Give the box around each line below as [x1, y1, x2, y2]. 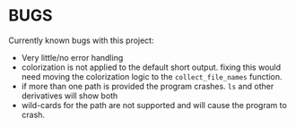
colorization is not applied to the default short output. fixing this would [21, 62, 282, 72]
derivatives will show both [21, 90, 118, 101]
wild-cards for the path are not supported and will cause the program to [21, 99, 288, 110]
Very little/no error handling [21, 52, 124, 63]
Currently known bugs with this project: [8, 35, 154, 46]
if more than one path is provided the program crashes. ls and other [21, 80, 274, 91]
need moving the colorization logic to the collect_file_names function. [21, 71, 283, 81]
